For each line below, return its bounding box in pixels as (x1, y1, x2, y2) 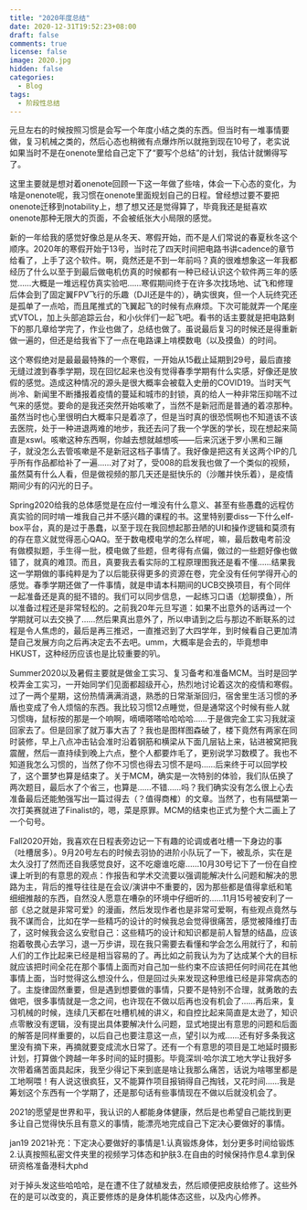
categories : (9, 73, 55, 82)
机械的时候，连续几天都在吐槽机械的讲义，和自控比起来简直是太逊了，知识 (16, 1007, 298, 1018)
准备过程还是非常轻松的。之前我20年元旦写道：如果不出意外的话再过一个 (16, 603, 292, 614)
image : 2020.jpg (9, 56, 71, 65)
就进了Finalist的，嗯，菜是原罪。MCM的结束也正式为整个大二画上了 (40, 805, 297, 816)
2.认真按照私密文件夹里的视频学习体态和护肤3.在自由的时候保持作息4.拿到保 (9, 1149, 295, 1160)
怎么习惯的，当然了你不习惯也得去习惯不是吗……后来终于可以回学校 (33, 759, 288, 770)
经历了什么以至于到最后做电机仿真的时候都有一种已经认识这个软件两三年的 (9, 266, 290, 277)
